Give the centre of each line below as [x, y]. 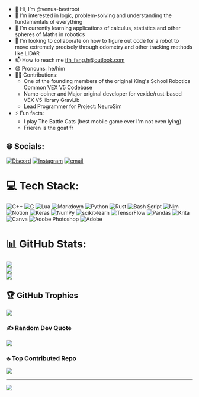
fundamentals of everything [49, 22]
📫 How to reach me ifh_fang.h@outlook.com [70, 60]
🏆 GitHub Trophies [42, 296]
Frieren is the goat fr [49, 128]
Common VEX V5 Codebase [58, 87]
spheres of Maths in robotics [50, 34]
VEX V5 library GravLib [52, 100]
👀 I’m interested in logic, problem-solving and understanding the [93, 15]
